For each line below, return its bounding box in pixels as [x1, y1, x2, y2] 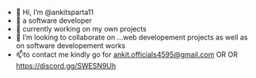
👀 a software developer [15, 16, 93, 25]
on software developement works [15, 41, 126, 50]
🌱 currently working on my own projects [15, 24, 147, 33]
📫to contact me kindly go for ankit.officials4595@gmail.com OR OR [15, 50, 238, 59]
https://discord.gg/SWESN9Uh [15, 61, 117, 70]
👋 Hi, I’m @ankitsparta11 [15, 8, 94, 17]
